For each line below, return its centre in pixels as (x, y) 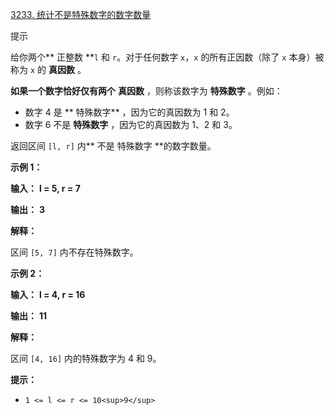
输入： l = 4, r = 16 (48, 294)
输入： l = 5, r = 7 (45, 188)
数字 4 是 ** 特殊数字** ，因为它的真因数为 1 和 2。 (129, 112)
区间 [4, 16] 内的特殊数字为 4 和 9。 (86, 358)
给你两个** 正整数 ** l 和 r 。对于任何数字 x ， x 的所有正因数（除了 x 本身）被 (167, 57)
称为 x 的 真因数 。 (48, 69)
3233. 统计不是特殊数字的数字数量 (81, 14)
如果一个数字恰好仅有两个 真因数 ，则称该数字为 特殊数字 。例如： (146, 91)
